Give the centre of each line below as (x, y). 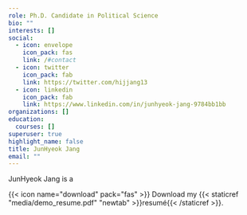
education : (26, 119)
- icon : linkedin (44, 90)
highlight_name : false (46, 141)
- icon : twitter (42, 68)
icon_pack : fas (48, 53)
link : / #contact (50, 61)
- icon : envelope (44, 45)
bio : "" (21, 23)
